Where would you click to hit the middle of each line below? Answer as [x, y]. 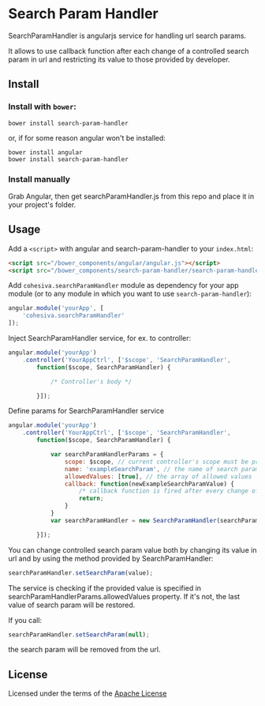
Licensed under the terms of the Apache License [88, 693]
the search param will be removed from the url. [84, 650]
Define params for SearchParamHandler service [86, 411]
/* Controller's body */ [91, 381]
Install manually [39, 179]
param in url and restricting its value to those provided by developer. [119, 59]
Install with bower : [43, 107]
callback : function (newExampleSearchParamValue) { [149, 484]
